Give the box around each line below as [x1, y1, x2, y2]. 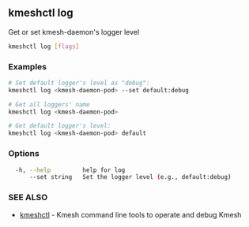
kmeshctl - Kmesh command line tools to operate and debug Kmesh [19, 210, 242, 219]
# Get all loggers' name [8, 100, 90, 109]
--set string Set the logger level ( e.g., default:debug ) [28, 173, 232, 181]
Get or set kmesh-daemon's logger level [8, 27, 140, 36]
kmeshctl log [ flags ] [8, 43, 80, 50]
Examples [8, 61, 47, 72]
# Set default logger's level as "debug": [8, 79, 150, 87]
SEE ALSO [8, 192, 48, 203]
